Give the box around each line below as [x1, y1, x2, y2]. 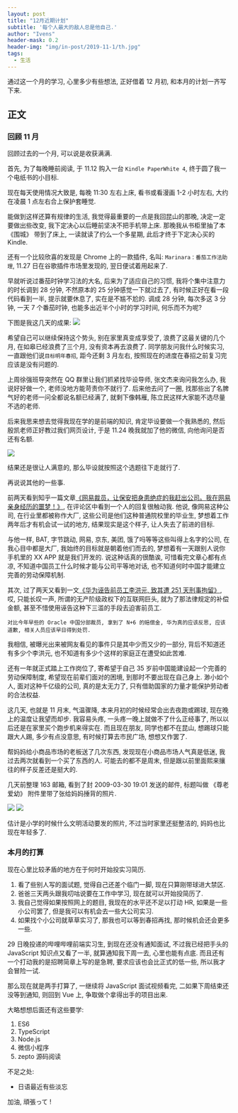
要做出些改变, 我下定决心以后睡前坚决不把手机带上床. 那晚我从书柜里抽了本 [7, 221, 225, 230]
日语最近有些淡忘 [17, 1082, 68, 1091]
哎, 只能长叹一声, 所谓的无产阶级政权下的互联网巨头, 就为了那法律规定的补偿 [7, 595, 229, 603]
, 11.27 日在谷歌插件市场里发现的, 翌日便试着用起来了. [12, 262, 168, 270]
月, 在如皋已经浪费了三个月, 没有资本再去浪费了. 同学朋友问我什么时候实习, [7, 343, 225, 351]
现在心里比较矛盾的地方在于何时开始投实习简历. [7, 865, 147, 873]
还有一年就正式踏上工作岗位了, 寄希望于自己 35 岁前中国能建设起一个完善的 [7, 664, 227, 672]
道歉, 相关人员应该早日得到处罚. [7, 627, 91, 634]
